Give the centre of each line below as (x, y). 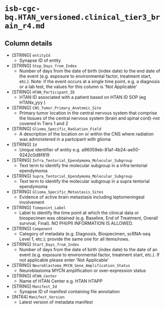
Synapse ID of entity (40, 60)
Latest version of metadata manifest (56, 302)
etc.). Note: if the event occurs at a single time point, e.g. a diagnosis (89, 81)
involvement (32, 202)
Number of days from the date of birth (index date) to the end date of (90, 71)
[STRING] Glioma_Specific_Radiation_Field (56, 129)
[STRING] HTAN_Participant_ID (43, 92)
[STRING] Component (32, 228)
